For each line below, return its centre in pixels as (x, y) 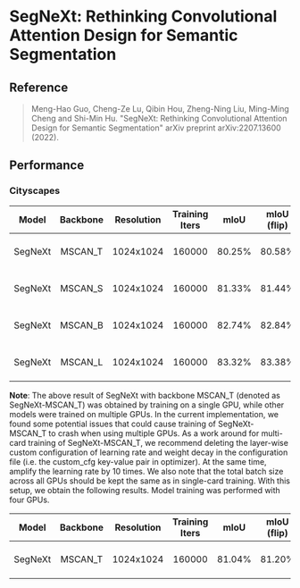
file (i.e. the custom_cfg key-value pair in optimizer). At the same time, (138, 461)
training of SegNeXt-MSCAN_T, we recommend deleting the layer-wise (158, 442)
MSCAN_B (82, 325)
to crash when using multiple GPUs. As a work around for (154, 433)
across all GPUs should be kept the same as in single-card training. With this (150, 481)
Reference (39, 87)
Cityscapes (35, 191)
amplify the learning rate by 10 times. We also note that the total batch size (146, 471)
